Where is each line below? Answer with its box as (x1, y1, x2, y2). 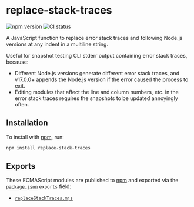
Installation (6, 118, 48, 128)
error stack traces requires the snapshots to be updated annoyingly (14, 95, 178, 102)
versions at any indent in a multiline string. (6, 41, 109, 48)
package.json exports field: (6, 183, 72, 190)
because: (6, 58, 29, 65)
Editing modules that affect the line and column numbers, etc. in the (14, 88, 179, 95)
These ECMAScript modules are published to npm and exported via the (6, 177, 179, 184)
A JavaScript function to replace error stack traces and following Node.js (6, 34, 183, 41)
